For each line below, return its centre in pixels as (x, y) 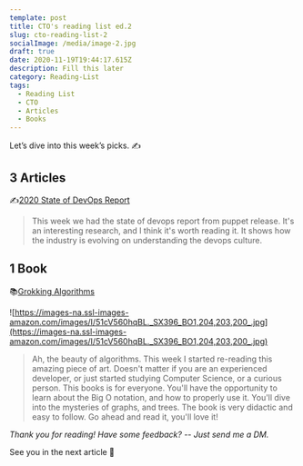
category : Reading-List (55, 77)
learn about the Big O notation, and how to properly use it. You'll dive (161, 397)
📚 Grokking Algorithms (52, 291)
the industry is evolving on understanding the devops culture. (146, 240)
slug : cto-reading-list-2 (58, 35)
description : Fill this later (67, 69)
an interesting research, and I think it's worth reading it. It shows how (161, 230)
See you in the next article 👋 (62, 451)
